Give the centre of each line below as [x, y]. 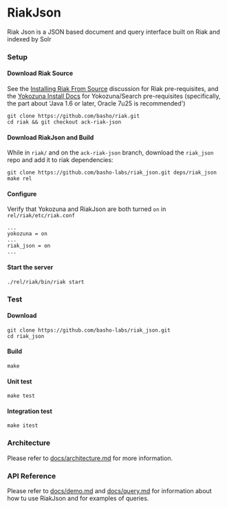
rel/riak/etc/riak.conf [41, 216]
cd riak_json [26, 336]
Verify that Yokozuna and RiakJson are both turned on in [87, 209]
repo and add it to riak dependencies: [60, 160]
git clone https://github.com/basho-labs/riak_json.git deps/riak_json [112, 173]
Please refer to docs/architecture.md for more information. [90, 458]
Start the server [30, 268]
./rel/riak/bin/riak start [46, 282]
